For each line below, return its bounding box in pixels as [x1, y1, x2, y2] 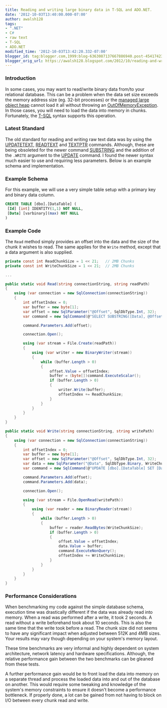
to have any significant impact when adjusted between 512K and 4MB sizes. [5, 630, 161, 636]
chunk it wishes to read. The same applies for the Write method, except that [5, 244, 161, 250]
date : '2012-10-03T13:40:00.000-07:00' [5, 12, 88, 17]
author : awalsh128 [5, 16, 43, 21]
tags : [5, 21, 16, 26]
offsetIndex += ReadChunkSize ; [58, 392, 123, 397]
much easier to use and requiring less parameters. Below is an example [5, 158, 152, 164]
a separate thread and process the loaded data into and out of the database [5, 676, 161, 682]
